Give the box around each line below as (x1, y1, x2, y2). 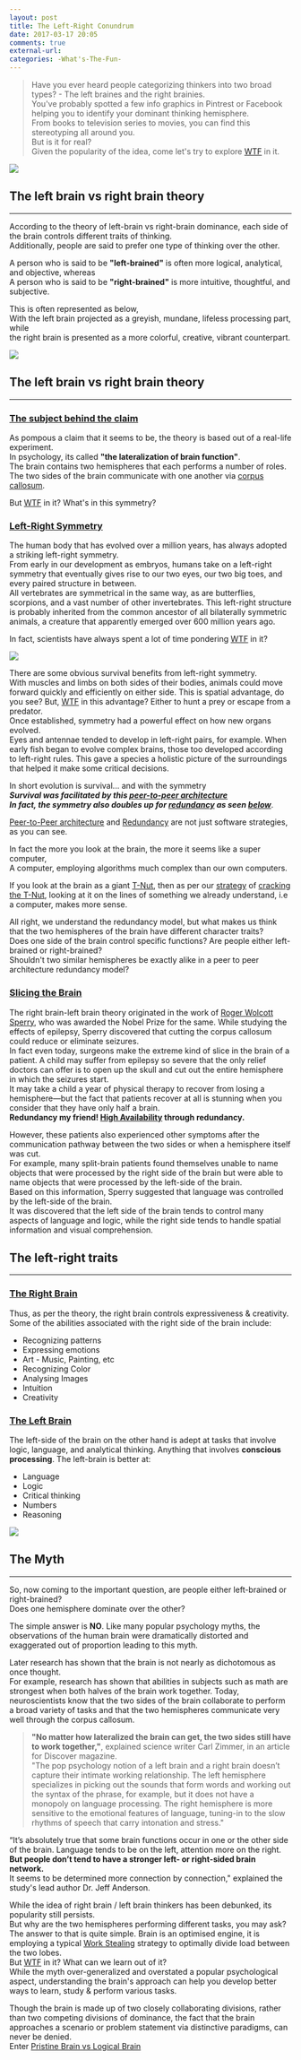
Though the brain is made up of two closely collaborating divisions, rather (9, 2003, 282, 2013)
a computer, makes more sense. (9, 899, 128, 910)
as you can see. (9, 827, 68, 837)
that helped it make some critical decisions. (9, 763, 170, 774)
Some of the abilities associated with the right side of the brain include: (9, 1317, 271, 1328)
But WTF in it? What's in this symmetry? (9, 497, 157, 507)
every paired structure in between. (9, 578, 137, 589)
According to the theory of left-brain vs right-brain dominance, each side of (9, 221, 288, 231)
